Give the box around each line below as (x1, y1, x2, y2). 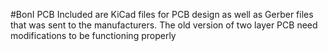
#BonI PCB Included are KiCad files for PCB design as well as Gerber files (10, 9, 314, 20)
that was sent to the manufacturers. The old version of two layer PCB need (10, 19, 318, 31)
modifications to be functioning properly (10, 30, 177, 41)
